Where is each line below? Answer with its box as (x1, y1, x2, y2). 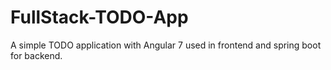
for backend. (10, 49, 63, 61)
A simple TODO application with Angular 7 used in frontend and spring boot (10, 39, 322, 51)
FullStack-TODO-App (10, 6, 189, 29)
